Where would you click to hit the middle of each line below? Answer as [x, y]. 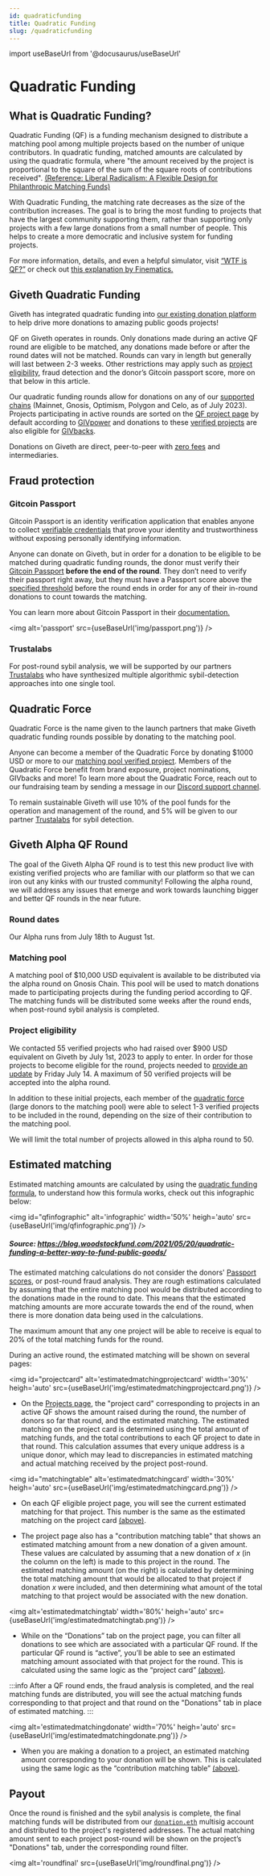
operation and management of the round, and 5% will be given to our [123, 810]
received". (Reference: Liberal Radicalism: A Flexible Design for [114, 178]
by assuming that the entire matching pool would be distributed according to [135, 1290]
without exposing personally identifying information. [95, 538]
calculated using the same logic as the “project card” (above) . [123, 1670]
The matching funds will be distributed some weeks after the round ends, [130, 1001]
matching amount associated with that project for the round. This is [132, 1662]
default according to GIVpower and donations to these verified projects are [133, 422]
